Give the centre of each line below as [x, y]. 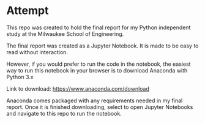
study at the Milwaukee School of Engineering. [65, 33]
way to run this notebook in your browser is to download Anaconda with [97, 70]
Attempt [28, 11]
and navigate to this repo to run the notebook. [64, 113]
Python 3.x [20, 77]
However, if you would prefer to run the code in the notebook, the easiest [99, 64]
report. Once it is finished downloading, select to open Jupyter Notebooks [100, 107]
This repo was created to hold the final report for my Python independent [99, 27]
